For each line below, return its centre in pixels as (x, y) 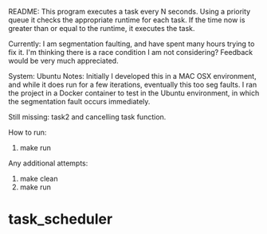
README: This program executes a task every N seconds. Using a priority (130, 12)
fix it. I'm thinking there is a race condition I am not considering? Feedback (131, 52)
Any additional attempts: (48, 163)
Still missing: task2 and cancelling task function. (87, 117)
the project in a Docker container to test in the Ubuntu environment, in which (134, 93)
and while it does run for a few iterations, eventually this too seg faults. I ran (133, 84)
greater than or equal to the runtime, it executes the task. (102, 28)
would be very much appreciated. (63, 60)
